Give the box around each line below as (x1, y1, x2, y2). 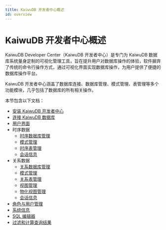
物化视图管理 (19, 188, 46, 194)
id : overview (5, 12, 32, 17)
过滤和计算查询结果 (12, 220, 52, 226)
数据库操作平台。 (5, 70, 40, 77)
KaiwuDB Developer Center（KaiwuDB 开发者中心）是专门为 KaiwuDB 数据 (5, 52, 158, 58)
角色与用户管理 (12, 201, 43, 207)
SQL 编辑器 (12, 213, 36, 219)
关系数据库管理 (19, 164, 50, 170)
